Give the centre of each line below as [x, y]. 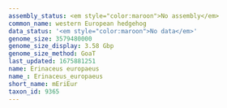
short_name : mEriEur [43, 84]
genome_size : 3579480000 [50, 39]
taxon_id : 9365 [34, 91]
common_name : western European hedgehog [78, 24]
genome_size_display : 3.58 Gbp [61, 46]
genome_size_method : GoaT [52, 54]
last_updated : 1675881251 [52, 62]
